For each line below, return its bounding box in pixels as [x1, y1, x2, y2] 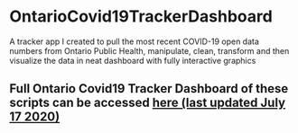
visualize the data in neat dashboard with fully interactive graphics [9, 55, 256, 66]
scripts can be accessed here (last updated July [9, 95, 286, 111]
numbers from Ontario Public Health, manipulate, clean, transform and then [9, 45, 290, 56]
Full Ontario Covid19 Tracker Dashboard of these [9, 81, 289, 96]
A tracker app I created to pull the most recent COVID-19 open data [9, 36, 260, 47]
